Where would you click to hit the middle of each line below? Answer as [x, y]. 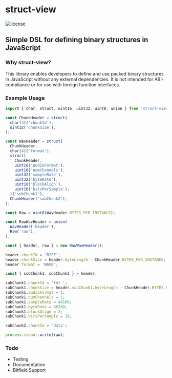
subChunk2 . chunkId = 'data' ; [36, 326]
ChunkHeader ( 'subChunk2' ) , [39, 199]
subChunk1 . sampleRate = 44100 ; [39, 302]
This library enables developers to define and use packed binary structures [84, 73]
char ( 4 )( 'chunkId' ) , [32, 122]
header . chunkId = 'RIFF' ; [33, 255]
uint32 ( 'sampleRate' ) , [39, 175]
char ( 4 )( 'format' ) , [31, 151]
